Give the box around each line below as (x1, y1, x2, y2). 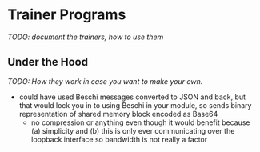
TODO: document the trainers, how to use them (7, 32, 164, 42)
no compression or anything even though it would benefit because (30, 118, 250, 127)
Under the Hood (7, 55, 89, 69)
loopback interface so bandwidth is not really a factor (30, 134, 208, 144)
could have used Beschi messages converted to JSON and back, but (18, 92, 246, 102)
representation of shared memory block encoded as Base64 (18, 109, 218, 118)
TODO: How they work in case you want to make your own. (7, 76, 203, 86)
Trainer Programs (7, 6, 126, 24)
